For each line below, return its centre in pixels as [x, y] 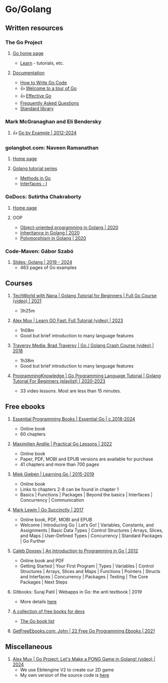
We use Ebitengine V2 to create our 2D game [67, 669]
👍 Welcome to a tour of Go [48, 88]
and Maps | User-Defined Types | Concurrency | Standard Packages [91, 536]
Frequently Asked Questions [49, 103]
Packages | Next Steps [44, 582]
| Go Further [33, 541]
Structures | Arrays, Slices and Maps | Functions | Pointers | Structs [90, 571]
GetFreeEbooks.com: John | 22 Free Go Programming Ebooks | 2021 [83, 631]
